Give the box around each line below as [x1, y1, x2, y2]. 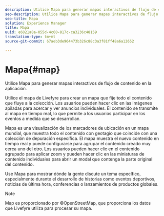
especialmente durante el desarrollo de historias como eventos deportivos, [5, 176, 156, 182]
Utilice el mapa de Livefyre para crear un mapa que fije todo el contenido [5, 95, 152, 100]
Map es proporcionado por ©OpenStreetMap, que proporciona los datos [5, 200, 151, 206]
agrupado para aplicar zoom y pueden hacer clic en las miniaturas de [5, 151, 145, 157]
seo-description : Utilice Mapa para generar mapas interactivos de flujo [5, 12, 159, 17]
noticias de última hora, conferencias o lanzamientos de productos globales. [5, 181, 159, 187]
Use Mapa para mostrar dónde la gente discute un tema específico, [5, 171, 141, 177]
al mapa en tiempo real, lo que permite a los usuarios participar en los [5, 110, 145, 116]
